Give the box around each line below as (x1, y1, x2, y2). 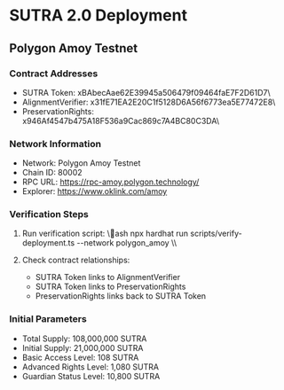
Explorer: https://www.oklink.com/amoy (21, 186, 168, 197)
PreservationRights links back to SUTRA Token (35, 291, 207, 301)
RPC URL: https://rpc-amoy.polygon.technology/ (21, 176, 200, 187)
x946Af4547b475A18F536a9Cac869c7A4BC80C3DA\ (21, 115, 220, 126)
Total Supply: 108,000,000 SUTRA (21, 333, 147, 344)
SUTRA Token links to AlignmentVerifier (35, 272, 180, 283)
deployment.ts (21, 238, 75, 248)
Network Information (9, 137, 102, 150)
